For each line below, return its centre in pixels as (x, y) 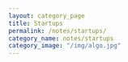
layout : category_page (47, 16)
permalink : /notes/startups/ (58, 31)
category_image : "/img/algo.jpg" (65, 46)
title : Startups (36, 23)
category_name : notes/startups (61, 38)
